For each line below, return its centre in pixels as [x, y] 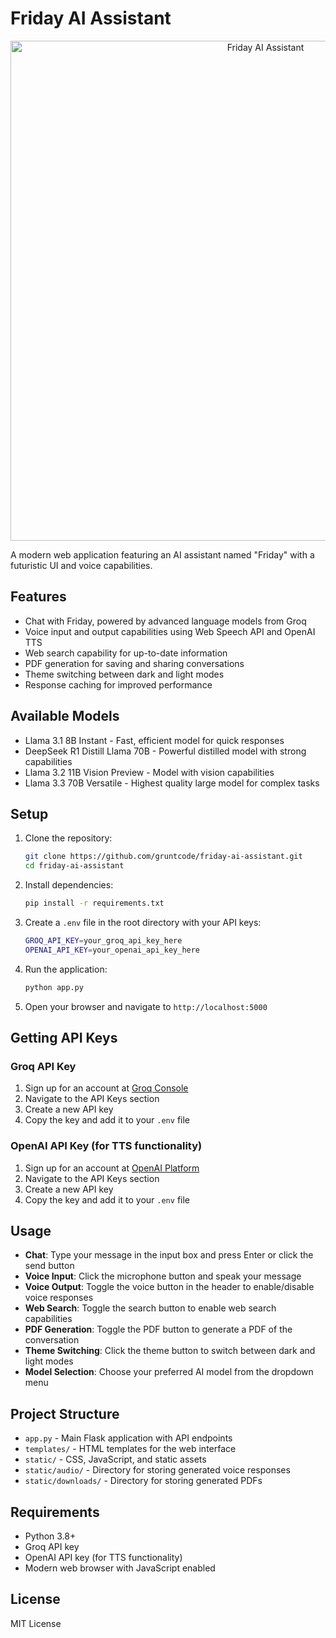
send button [49, 1266]
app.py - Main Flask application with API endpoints [128, 1438]
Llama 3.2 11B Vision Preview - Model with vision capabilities [149, 772]
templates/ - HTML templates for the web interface [130, 1449]
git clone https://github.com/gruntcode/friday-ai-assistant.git [163, 857]
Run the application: [66, 969]
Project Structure [65, 1413]
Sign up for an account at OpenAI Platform [112, 1168]
